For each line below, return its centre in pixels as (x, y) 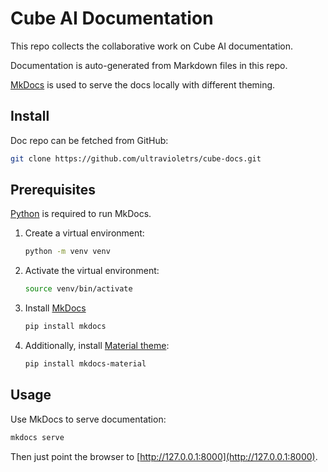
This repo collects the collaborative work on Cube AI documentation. (151, 46)
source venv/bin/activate (78, 289)
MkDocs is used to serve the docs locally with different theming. (143, 84)
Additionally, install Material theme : (97, 346)
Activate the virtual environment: (92, 271)
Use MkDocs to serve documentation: (88, 419)
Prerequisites (53, 190)
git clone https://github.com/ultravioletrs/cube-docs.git (136, 158)
